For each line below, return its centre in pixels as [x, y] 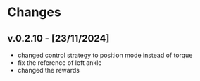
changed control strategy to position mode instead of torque [105, 55]
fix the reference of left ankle [60, 63]
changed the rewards [48, 70]
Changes [34, 12]
